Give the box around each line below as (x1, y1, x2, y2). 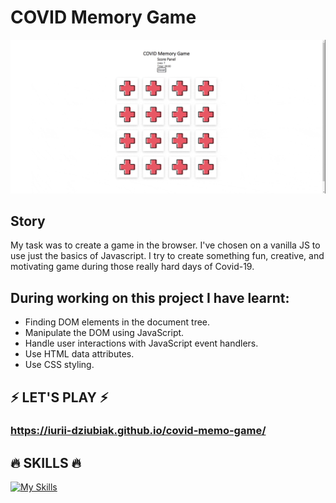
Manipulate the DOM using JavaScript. (24, 327, 185, 339)
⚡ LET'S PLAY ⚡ (10, 389, 109, 406)
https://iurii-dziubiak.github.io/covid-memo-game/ (10, 424, 267, 438)
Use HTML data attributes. (24, 348, 135, 360)
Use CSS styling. (24, 359, 95, 371)
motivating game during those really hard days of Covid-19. (10, 261, 255, 273)
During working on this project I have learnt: (10, 289, 290, 306)
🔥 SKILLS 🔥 (10, 454, 82, 471)
